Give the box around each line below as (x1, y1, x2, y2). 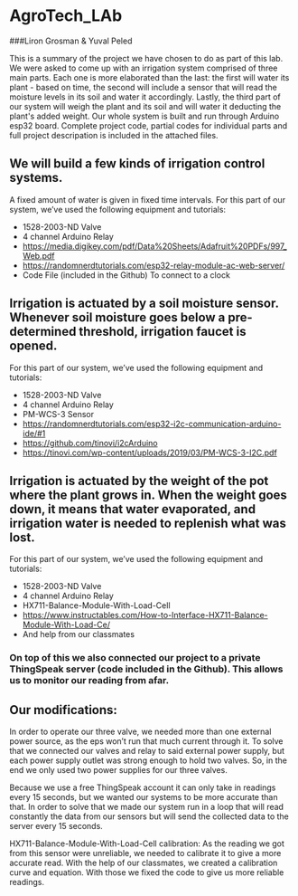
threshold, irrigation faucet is (79, 324, 247, 339)
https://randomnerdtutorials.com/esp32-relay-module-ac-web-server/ (22, 260, 285, 271)
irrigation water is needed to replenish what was (9, 515, 286, 530)
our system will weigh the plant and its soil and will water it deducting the (9, 100, 282, 111)
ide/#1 (22, 427, 46, 439)
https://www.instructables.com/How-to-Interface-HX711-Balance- (22, 610, 268, 621)
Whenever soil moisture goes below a (9, 310, 226, 326)
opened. (9, 338, 58, 354)
